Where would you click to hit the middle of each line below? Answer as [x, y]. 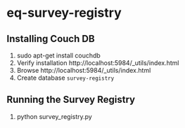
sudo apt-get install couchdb [59, 55]
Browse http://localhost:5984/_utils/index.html [84, 70]
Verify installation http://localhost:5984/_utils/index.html [98, 63]
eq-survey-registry [64, 13]
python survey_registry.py [54, 116]
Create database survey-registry [65, 78]
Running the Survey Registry [71, 100]
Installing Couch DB [51, 39]
